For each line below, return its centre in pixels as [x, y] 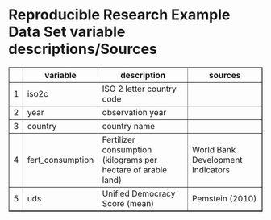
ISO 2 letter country [140, 89]
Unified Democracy [139, 193]
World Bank [214, 149]
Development [218, 160]
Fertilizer [119, 139]
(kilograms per [130, 160]
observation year [134, 112]
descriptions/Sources [83, 49]
